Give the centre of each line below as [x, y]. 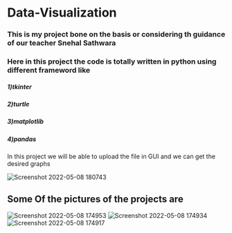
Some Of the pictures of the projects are [95, 199]
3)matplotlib [25, 122]
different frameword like [49, 71]
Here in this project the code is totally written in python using [112, 62]
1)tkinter [20, 86]
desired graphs [29, 164]
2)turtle [18, 104]
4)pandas [22, 139]
